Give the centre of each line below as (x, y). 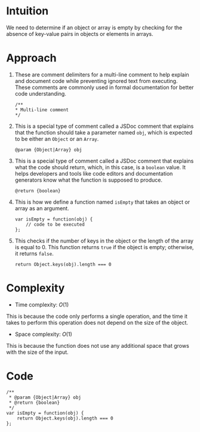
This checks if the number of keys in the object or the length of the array (104, 241)
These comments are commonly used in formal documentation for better (104, 87)
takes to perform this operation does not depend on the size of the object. (97, 322)
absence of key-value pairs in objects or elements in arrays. (80, 33)
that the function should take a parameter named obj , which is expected (104, 132)
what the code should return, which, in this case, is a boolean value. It (100, 167)
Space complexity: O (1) (44, 334)
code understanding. (41, 93)
